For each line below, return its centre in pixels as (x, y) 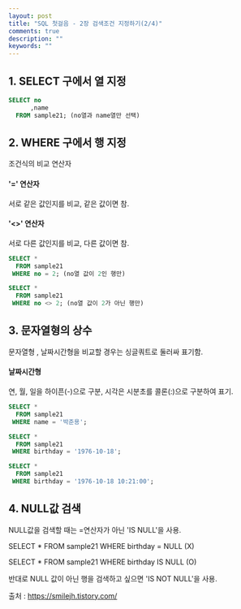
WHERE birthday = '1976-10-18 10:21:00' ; (83, 482)
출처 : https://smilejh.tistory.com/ (63, 596)
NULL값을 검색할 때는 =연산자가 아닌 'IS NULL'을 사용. (95, 529)
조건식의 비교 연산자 (40, 164)
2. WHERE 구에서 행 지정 (68, 143)
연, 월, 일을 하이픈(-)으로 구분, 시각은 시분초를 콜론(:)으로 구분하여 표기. (121, 391)
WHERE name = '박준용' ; (49, 422)
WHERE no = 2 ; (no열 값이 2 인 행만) (69, 274)
